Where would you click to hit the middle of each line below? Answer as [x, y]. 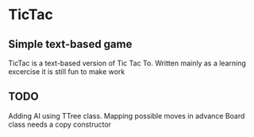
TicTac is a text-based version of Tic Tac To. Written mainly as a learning [127, 63]
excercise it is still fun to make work [67, 72]
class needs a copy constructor [60, 124]
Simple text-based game [70, 44]
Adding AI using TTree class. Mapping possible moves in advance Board [127, 115]
